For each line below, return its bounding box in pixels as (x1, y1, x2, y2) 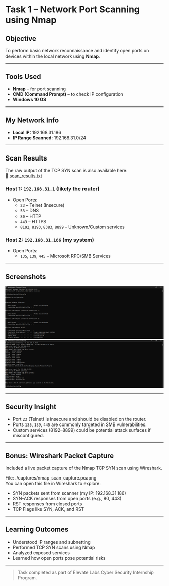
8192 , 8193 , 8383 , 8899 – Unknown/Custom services (20, 224, 125, 230)
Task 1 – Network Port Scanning (5, 4, 140, 15)
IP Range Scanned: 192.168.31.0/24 (12, 135, 87, 141)
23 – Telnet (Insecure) (20, 202, 65, 208)
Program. (17, 574, 37, 581)
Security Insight (5, 403, 57, 411)
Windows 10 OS (12, 96, 46, 102)
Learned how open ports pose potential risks (12, 555, 106, 561)
